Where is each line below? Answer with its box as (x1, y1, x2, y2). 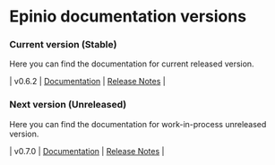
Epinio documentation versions (9, 6, 247, 27)
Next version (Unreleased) (9, 99, 127, 111)
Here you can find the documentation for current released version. (9, 58, 254, 69)
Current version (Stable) (9, 39, 117, 51)
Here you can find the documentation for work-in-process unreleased (9, 118, 267, 129)
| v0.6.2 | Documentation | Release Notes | (9, 76, 166, 87)
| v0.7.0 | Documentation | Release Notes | (9, 145, 165, 156)
